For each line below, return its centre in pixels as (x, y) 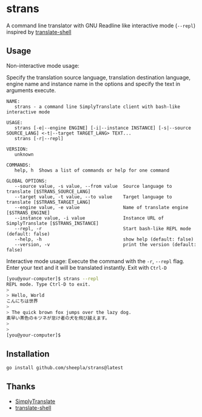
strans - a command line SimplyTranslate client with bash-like (97, 107)
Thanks (21, 387)
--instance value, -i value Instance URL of (89, 218)
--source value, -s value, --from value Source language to (93, 186)
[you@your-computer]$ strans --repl (52, 279)
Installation (28, 354)
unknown (24, 154)
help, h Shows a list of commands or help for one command (92, 170)
